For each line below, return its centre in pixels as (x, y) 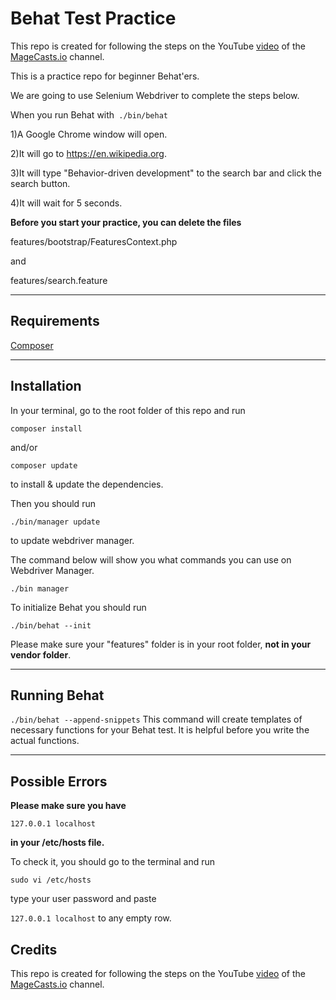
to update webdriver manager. (72, 540)
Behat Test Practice (93, 18)
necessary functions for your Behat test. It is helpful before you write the (160, 730)
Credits (34, 949)
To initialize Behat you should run (78, 607)
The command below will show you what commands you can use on (151, 559)
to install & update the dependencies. (87, 484)
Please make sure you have (68, 806)
